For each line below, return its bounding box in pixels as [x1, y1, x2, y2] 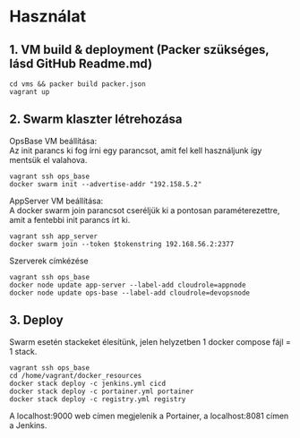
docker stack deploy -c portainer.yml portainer [9, 387, 194, 396]
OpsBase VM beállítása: [9, 135, 98, 146]
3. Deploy [9, 313, 64, 328]
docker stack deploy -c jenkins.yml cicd [9, 379, 167, 388]
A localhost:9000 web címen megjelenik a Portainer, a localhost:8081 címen [9, 410, 289, 421]
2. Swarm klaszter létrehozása [9, 112, 183, 127]
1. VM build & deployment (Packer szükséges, [9, 42, 270, 57]
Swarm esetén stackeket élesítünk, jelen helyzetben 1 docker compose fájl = [9, 336, 291, 347]
